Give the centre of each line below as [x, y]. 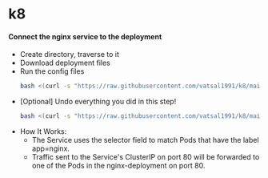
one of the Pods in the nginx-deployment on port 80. [118, 166]
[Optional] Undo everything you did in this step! [98, 102]
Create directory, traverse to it [70, 55]
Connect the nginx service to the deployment [85, 36]
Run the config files [52, 71]
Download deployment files [65, 63]
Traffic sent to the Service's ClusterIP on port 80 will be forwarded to [146, 157]
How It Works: [43, 131]
